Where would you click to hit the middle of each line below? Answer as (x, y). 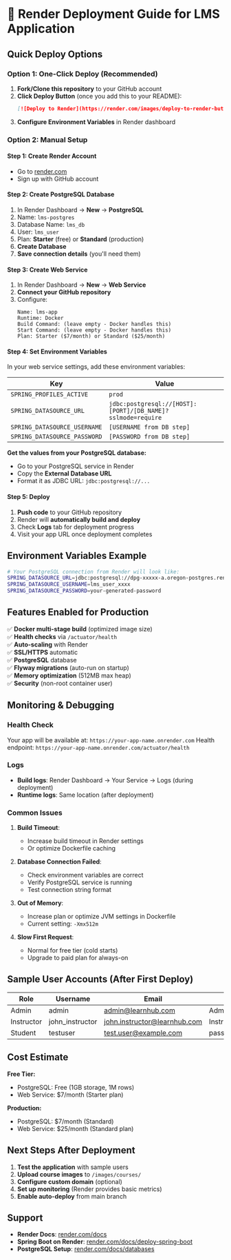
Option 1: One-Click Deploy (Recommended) (82, 74)
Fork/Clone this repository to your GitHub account (89, 88)
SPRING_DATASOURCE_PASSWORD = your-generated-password (84, 591)
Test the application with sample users (73, 1167)
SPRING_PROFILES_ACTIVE (49, 395)
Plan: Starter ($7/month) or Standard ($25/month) (91, 336)
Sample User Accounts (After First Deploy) (100, 979)
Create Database (42, 247)
